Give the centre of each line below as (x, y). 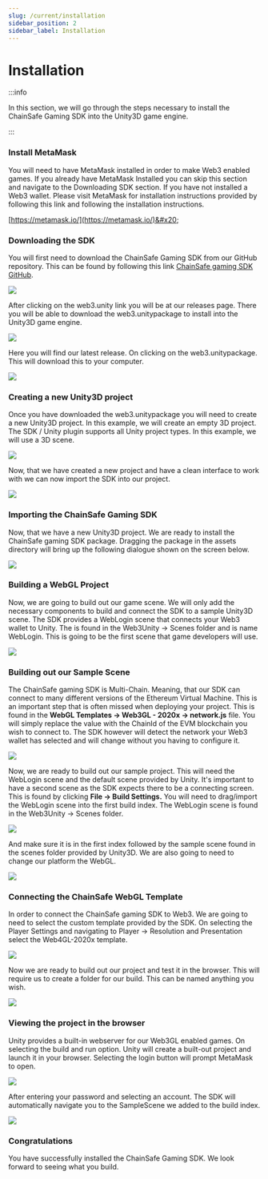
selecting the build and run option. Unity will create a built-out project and (130, 1049)
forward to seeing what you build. (64, 1166)
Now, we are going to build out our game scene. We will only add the (121, 602)
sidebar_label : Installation (57, 30)
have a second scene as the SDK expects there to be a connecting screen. (131, 788)
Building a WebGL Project (59, 585)
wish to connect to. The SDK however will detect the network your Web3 (128, 732)
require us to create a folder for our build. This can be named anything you (131, 979)
